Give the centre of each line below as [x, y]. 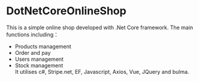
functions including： [32, 35]
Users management [39, 59]
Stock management [39, 65]
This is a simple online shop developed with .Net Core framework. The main [100, 27]
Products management [43, 46]
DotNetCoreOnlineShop [67, 11]
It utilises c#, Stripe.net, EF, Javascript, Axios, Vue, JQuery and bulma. [102, 71]
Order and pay [33, 52]
